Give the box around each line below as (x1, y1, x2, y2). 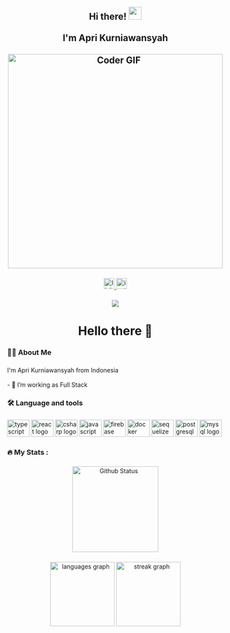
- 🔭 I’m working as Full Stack (7, 381, 88, 389)
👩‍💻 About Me (7, 348, 51, 357)
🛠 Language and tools (7, 398, 84, 408)
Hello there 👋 (78, 323, 153, 339)
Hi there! (89, 11, 127, 23)
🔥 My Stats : (7, 448, 49, 457)
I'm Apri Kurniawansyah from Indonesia (7, 366, 119, 374)
